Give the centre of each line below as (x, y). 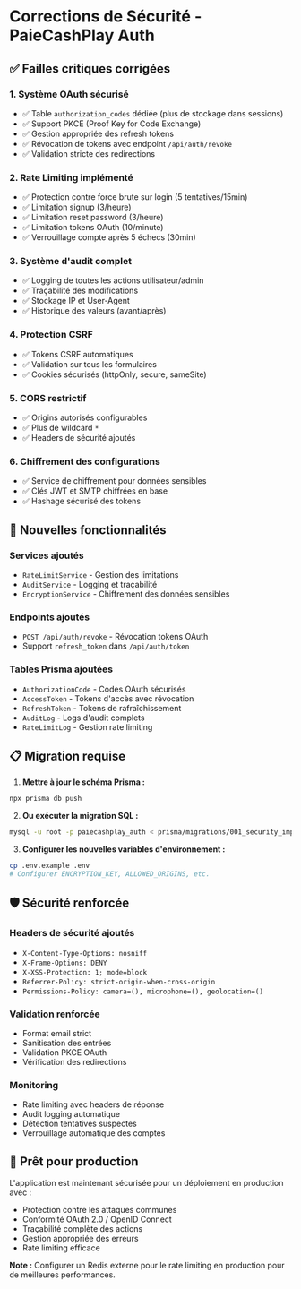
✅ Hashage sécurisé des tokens (82, 501)
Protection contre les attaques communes (99, 1210)
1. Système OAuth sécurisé (69, 94)
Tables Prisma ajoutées (61, 669)
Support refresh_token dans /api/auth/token (106, 646)
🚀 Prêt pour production (74, 1161)
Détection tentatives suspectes (79, 1124)
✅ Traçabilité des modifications (80, 291)
